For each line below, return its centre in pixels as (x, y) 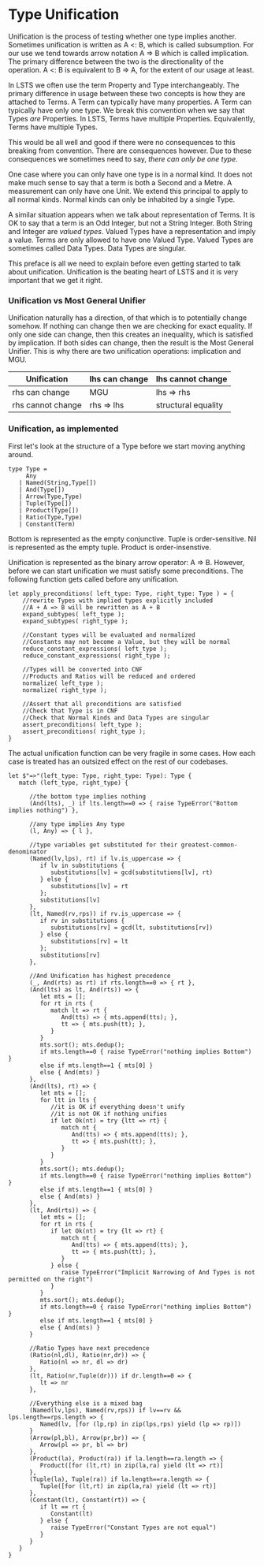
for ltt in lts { (68, 1100)
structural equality (189, 405)
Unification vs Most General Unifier (77, 300)
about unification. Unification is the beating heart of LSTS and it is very (123, 272)
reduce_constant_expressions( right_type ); (97, 656)
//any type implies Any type (77, 824)
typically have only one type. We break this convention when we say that (126, 110)
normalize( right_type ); (65, 690)
